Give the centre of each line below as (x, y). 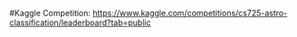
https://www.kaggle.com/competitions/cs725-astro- (190, 13)
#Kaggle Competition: (50, 13)
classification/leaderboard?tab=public (80, 23)
